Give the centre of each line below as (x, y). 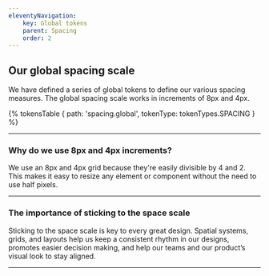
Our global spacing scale (72, 70)
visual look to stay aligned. (52, 256)
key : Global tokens (55, 23)
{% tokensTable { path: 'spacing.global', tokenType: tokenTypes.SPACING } (132, 114)
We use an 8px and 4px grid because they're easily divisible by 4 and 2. (127, 168)
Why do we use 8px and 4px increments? (90, 150)
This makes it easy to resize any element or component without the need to (132, 176)
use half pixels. (33, 185)
